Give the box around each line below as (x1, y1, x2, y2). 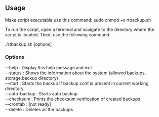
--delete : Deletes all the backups (5, 107, 73, 113)
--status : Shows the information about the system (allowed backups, (5, 70, 146, 76)
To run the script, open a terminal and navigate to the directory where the (5, 27, 155, 32)
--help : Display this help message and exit (5, 65, 92, 71)
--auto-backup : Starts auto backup (5, 91, 78, 97)
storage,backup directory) (5, 75, 58, 81)
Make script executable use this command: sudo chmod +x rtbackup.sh (5, 17, 151, 23)
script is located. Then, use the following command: (5, 31, 111, 37)
